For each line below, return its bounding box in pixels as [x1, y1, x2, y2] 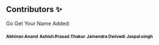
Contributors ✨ [6, 5, 63, 14]
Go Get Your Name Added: [6, 20, 70, 27]
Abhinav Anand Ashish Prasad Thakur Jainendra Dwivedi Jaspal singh [6, 33, 153, 39]
